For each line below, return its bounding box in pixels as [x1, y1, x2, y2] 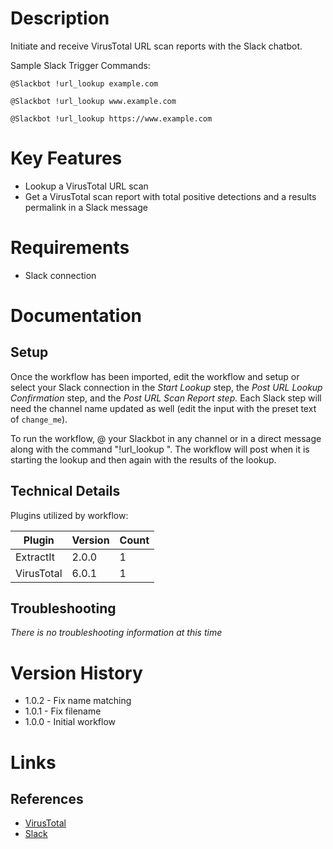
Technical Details [10, 483, 121, 500]
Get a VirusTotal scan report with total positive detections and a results [24, 190, 317, 202]
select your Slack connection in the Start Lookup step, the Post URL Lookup [10, 381, 323, 393]
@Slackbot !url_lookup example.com [10, 78, 159, 89]
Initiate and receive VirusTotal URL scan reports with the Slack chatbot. [10, 40, 303, 52]
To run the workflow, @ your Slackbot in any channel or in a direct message [10, 432, 322, 444]
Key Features [10, 147, 123, 170]
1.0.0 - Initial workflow [24, 716, 116, 728]
